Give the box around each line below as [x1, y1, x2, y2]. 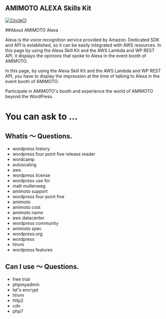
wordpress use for [12, 177, 50, 183]
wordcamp [12, 156, 35, 162]
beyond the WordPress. [5, 93, 54, 99]
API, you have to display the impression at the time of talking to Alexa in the [5, 73, 160, 79]
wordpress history [12, 145, 50, 152]
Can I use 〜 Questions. [5, 262, 79, 271]
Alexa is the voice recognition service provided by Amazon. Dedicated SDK [5, 37, 160, 43]
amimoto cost [12, 204, 41, 210]
